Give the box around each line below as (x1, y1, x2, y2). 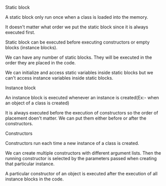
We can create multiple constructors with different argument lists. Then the (5, 150, 161, 156)
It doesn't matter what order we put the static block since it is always (5, 24, 148, 30)
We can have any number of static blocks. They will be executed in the (5, 54, 152, 60)
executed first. (5, 29, 35, 35)
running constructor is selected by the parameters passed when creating (5, 156, 157, 161)
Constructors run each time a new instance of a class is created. (5, 140, 140, 146)
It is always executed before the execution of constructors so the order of (5, 110, 158, 116)
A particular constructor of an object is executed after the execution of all (5, 171, 158, 176)
